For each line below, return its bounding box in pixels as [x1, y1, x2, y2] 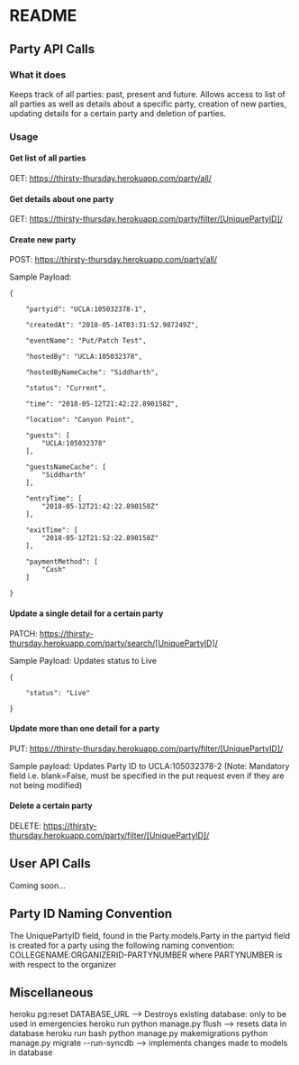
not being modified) [9, 779, 83, 790]
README [9, 5, 77, 26]
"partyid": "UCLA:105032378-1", [25, 305, 147, 314]
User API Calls [9, 856, 92, 871]
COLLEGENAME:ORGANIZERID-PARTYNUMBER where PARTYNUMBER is [9, 949, 283, 960]
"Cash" [41, 565, 67, 574]
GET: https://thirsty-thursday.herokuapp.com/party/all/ [9, 173, 213, 183]
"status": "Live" [25, 688, 91, 697]
